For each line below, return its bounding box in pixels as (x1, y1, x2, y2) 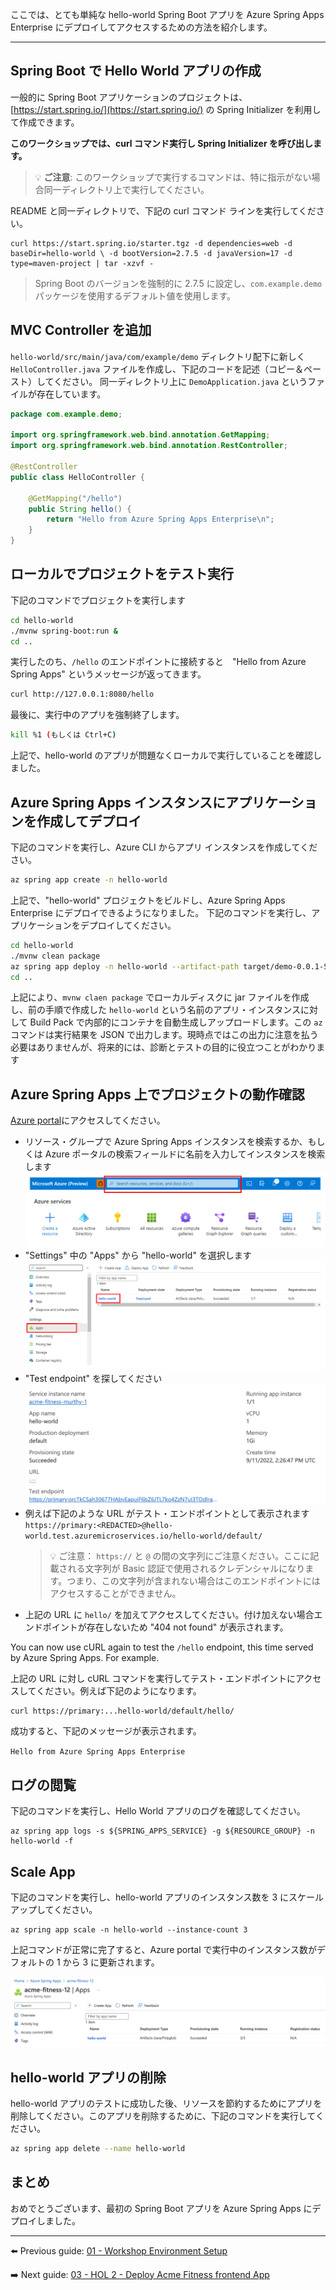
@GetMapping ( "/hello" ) (28, 493, 123, 503)
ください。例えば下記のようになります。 (36, 1684, 202, 1697)
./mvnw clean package (10, 951, 101, 961)
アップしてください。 (10, 1904, 98, 1916)
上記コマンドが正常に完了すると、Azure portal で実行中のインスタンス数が (10, 1944, 317, 1956)
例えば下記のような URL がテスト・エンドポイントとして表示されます (24, 1507, 310, 1519)
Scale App (10, 1863, 76, 1880)
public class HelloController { (10, 472, 145, 482)
